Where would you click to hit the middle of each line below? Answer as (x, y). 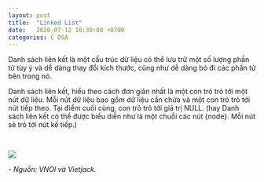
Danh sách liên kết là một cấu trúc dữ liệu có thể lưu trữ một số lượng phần (129, 60)
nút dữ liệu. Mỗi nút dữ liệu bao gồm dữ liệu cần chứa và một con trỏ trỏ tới (129, 100)
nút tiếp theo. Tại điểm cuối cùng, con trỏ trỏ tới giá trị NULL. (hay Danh (124, 108)
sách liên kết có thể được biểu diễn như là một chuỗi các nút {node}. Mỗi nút (132, 116)
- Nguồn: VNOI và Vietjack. (52, 169)
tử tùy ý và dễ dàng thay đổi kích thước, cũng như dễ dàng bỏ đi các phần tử (132, 68)
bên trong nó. (30, 76)
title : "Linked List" (45, 23)
